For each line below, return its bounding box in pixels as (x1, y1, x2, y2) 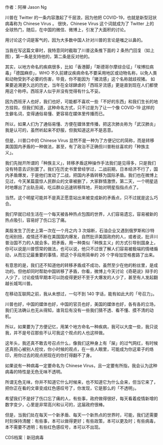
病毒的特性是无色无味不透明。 (5, 369, 65, 374)
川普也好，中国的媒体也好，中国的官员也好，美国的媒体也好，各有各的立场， (5, 301, 158, 307)
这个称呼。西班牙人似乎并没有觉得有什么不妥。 (9, 88, 103, 94)
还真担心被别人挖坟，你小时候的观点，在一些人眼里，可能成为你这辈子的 (5, 346, 149, 352)
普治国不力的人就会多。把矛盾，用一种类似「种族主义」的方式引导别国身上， (5, 240, 158, 245)
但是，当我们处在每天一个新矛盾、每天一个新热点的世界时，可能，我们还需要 (5, 412, 158, 418)
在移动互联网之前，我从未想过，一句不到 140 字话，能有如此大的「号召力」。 (5, 291, 157, 297)
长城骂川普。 (9, 280, 35, 286)
